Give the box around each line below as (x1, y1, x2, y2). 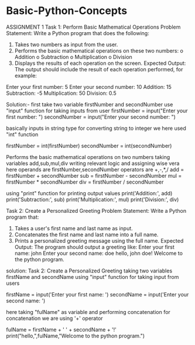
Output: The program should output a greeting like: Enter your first (14, 243, 175, 250)
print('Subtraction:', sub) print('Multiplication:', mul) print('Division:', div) (6, 196, 179, 203)
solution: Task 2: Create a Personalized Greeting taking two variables (6, 267, 173, 274)
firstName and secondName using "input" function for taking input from (6, 273, 179, 280)
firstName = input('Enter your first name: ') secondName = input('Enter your (6, 291, 189, 298)
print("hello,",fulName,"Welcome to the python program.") (6, 332, 145, 339)
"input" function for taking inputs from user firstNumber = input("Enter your (6, 107, 189, 114)
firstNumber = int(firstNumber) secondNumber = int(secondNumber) (6, 142, 172, 149)
